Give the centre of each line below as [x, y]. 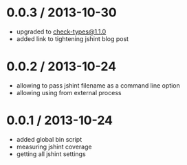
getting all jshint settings [51, 154]
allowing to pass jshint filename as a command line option [98, 85]
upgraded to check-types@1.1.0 [61, 31]
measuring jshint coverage [54, 147]
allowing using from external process [69, 92]
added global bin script [49, 139]
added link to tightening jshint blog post [72, 38]
